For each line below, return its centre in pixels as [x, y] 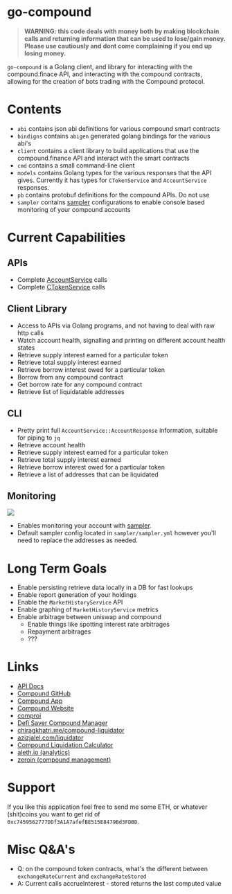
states [26, 348]
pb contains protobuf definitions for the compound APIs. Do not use [113, 195]
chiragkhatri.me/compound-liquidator [71, 731]
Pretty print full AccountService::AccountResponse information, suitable [117, 430]
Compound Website [45, 708]
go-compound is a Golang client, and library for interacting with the [100, 66]
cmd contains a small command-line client [76, 165]
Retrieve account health [51, 445]
